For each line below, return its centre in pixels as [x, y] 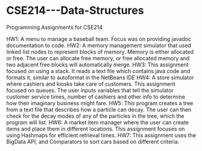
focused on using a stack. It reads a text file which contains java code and [98, 71]
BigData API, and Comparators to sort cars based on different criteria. [93, 141]
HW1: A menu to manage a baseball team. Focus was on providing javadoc [99, 39]
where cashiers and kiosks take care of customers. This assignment [91, 84]
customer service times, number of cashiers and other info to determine [96, 97]
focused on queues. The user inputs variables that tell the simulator [90, 90]
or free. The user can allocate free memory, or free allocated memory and [98, 58]
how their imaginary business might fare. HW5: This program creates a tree [100, 103]
